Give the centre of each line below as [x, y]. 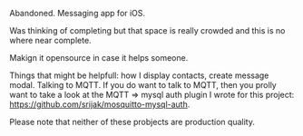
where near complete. [51, 40]
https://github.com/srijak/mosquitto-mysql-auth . [100, 104]
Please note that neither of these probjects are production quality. [132, 122]
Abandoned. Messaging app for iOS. [78, 13]
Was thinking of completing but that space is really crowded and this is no [147, 30]
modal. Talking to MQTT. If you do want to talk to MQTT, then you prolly [143, 85]
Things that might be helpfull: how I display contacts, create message [139, 75]
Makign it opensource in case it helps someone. [99, 58]
